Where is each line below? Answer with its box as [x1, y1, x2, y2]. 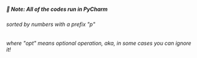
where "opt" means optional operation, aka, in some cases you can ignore [6, 39, 192, 47]
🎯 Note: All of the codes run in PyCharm [6, 5, 108, 13]
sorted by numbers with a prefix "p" [6, 21, 95, 28]
